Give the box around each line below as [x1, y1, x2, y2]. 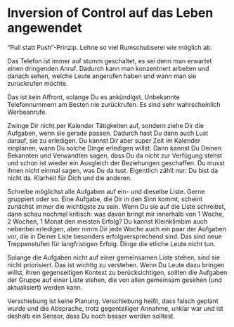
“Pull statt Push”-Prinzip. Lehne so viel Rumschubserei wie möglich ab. [7, 43, 213, 51]
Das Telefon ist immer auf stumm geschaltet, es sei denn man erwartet [7, 56, 212, 65]
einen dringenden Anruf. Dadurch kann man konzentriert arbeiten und [7, 64, 209, 72]
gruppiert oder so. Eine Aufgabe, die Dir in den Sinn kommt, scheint [7, 195, 203, 203]
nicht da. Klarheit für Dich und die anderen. [7, 174, 132, 182]
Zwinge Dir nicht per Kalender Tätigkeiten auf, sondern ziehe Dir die [7, 121, 204, 129]
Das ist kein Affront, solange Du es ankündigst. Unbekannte [7, 93, 181, 101]
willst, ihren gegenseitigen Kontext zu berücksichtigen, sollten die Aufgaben [7, 268, 228, 276]
